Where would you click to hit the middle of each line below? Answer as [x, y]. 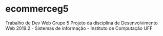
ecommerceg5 [37, 9]
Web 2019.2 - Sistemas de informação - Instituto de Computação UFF [79, 28]
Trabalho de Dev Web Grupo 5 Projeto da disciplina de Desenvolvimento [81, 23]
